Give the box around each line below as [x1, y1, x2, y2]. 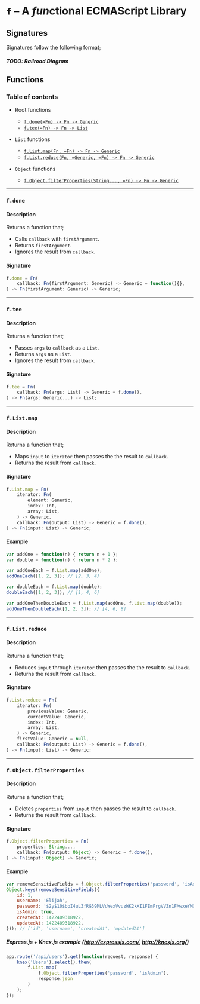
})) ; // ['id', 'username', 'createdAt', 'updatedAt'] [6, 925, 145, 932]
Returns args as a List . [14, 351, 71, 358]
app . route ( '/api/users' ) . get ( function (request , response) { [6, 953, 159, 960]
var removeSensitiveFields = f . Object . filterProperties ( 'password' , [6, 881, 180, 887]
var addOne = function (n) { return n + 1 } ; [6, 551, 118, 557]
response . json [37, 976, 73, 982]
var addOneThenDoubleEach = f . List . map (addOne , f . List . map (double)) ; [6, 600, 183, 606]
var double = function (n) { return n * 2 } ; [6, 557, 118, 563]
